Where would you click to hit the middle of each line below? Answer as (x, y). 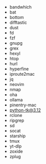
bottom (17, 17)
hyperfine (19, 69)
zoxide (16, 151)
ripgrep (17, 120)
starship (17, 136)
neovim (17, 84)
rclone (16, 115)
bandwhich (21, 7)
